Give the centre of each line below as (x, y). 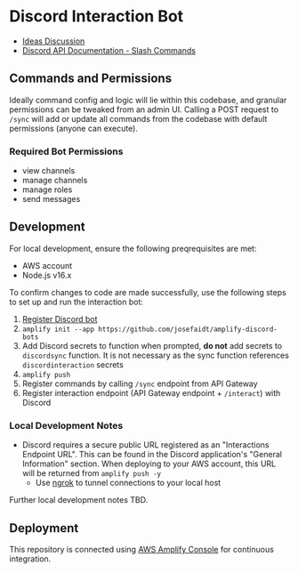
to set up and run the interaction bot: (77, 302)
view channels (48, 171)
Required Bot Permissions (66, 151)
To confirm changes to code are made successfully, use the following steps (148, 292)
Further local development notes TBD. (79, 500)
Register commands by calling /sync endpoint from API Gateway (140, 383)
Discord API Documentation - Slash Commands (109, 50)
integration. (30, 559)
